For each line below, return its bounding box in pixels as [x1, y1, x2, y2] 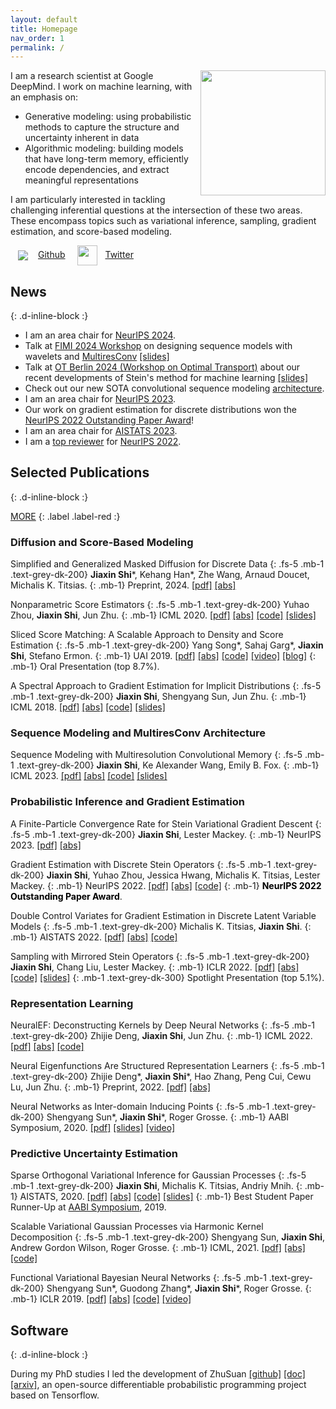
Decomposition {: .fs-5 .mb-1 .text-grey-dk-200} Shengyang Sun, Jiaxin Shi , [10, 1231, 326, 1243]
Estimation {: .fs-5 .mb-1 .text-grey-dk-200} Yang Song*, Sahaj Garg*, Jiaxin [10, 639, 324, 651]
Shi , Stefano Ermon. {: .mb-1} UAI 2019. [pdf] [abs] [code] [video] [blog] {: [10, 650, 317, 662]
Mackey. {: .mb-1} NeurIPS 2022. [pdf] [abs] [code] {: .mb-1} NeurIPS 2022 [10, 879, 322, 891]
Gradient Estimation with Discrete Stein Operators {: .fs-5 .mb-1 [10, 858, 272, 870]
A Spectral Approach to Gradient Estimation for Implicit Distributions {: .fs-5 [10, 680, 322, 692]
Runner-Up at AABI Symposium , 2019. [10, 1201, 167, 1213]
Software [10, 1322, 69, 1339]
